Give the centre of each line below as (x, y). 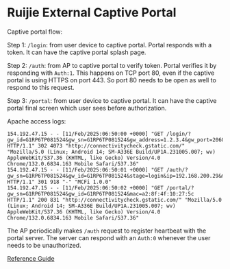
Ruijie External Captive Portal (92, 13)
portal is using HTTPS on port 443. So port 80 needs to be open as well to (112, 80)
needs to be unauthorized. (44, 245)
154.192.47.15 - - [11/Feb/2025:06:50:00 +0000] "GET (86, 134)
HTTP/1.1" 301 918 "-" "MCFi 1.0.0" (59, 182)
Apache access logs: (37, 121)
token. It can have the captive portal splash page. (77, 52)
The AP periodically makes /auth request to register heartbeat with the (107, 231)
